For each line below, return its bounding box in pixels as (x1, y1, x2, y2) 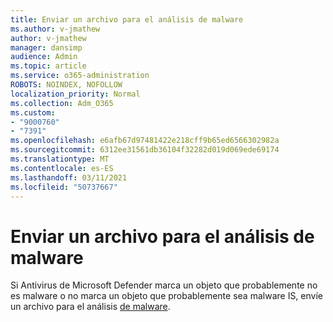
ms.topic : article (10, 61, 87, 71)
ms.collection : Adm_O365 (10, 98, 114, 108)
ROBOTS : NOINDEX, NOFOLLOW (10, 80, 123, 90)
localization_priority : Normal (10, 89, 141, 99)
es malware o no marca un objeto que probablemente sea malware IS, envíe (10, 290, 323, 302)
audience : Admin (10, 52, 78, 62)
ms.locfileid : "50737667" (10, 182, 118, 192)
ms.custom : (10, 107, 56, 118)
